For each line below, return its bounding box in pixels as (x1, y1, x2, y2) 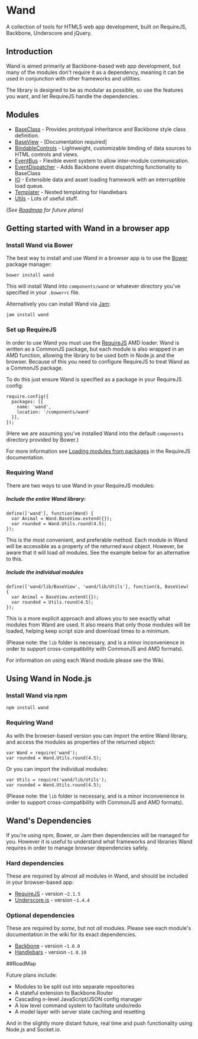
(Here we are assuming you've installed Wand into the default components (6, 430, 184, 437)
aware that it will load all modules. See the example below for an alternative (6, 549, 190, 556)
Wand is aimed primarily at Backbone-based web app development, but (6, 62, 181, 69)
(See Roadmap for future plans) (6, 206, 84, 213)
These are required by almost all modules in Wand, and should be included (6, 872, 188, 879)
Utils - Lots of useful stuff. (14, 195, 79, 202)
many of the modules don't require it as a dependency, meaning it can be (6, 69, 184, 76)
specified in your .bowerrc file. (6, 289, 80, 296)
